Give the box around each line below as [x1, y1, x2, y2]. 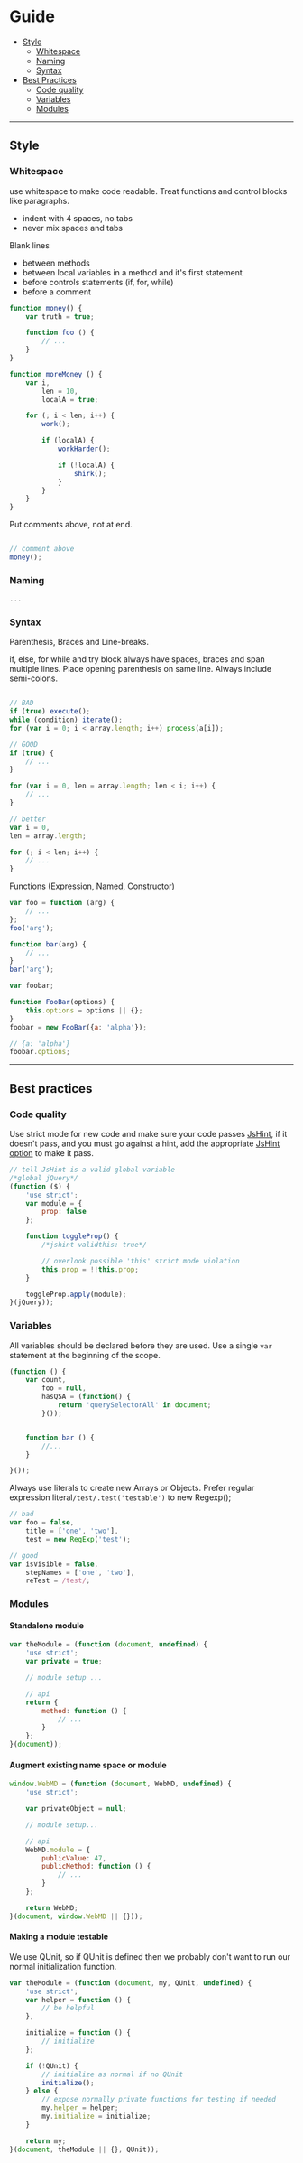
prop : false [41, 1207, 87, 1217]
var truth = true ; [25, 312, 95, 322]
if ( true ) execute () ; [9, 707, 91, 716]
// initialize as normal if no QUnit [41, 2070, 183, 2079]
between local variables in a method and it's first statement [22, 266, 243, 277]
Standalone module [9, 1619, 84, 1631]
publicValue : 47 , [41, 1853, 106, 1862]
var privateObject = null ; [25, 1804, 127, 1813]
